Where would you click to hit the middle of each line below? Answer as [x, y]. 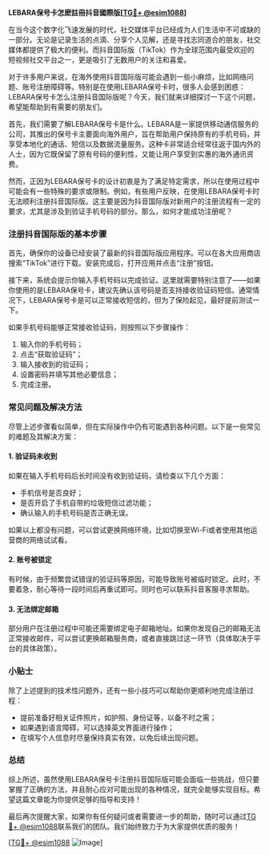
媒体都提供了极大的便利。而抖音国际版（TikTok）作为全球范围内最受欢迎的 [131, 50]
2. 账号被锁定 [30, 560]
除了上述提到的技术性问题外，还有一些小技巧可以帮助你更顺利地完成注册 [127, 690]
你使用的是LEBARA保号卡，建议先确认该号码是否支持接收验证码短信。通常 [130, 290]
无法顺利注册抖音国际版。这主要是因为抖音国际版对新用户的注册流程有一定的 [134, 201]
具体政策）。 [42, 649]
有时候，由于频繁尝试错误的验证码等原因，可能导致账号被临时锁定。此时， [131, 579]
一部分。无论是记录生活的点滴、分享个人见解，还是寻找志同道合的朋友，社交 [134, 40]
